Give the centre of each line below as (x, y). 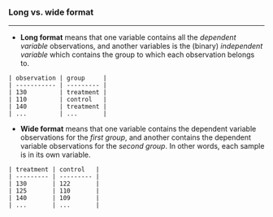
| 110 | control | (58, 100)
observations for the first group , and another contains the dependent (136, 137)
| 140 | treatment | (58, 107)
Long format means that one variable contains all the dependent (128, 37)
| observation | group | (58, 78)
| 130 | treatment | (58, 93)
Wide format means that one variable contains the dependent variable (138, 129)
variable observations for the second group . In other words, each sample (142, 146)
